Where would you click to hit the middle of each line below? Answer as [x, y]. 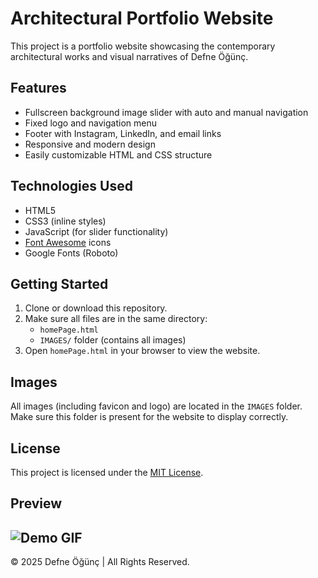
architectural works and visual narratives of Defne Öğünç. [129, 56]
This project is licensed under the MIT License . [107, 472]
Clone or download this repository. [96, 308]
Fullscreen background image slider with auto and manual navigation [166, 112]
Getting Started [59, 283]
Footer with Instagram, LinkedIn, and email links [123, 133]
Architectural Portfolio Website [142, 18]
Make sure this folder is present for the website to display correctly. [149, 417]
